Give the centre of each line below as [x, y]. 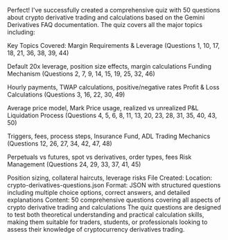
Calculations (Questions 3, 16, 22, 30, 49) [66, 94]
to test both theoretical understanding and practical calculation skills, [106, 215]
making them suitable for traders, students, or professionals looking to [107, 222]
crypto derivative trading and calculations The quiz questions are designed [114, 207]
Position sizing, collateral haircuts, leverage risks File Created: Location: [110, 178]
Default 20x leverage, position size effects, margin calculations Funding [109, 66]
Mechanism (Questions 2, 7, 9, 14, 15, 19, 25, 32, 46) [81, 74]
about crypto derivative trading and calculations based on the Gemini [106, 17]
